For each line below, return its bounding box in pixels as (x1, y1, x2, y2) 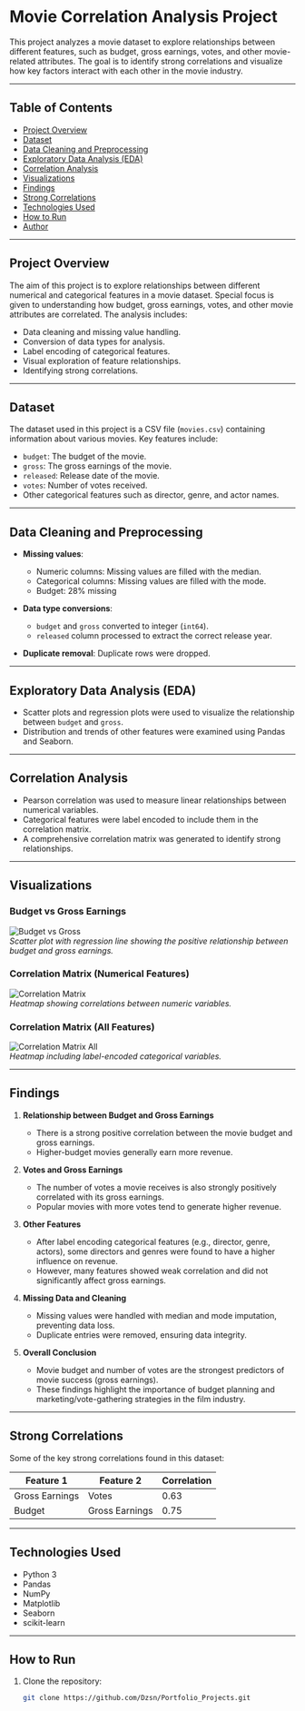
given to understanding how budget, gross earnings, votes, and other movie (9, 299, 294, 310)
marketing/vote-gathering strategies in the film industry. (35, 1393, 246, 1404)
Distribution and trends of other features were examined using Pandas (22, 727, 286, 737)
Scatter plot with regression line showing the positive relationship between (9, 935, 289, 946)
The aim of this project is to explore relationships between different (9, 280, 261, 291)
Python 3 (22, 1568, 57, 1579)
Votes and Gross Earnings (22, 1164, 123, 1175)
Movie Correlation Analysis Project (9, 6, 279, 27)
